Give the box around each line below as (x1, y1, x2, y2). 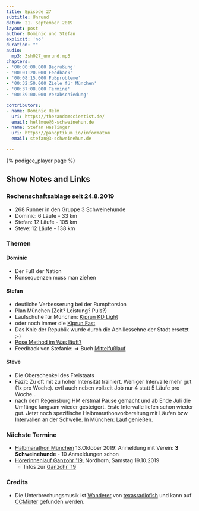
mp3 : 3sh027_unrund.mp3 (11, 53, 70, 59)
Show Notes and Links (6, 174, 90, 184)
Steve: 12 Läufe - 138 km (14, 224, 75, 232)
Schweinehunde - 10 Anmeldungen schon (14, 450, 119, 458)
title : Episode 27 (6, 8, 52, 15)
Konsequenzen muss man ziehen (14, 274, 96, 281)
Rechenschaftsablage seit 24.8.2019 (6, 192, 115, 200)
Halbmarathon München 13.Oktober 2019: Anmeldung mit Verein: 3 (14, 444, 179, 452)
